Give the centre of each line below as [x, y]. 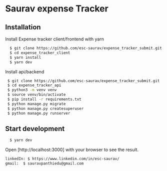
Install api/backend [25, 72]
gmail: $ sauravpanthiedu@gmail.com [44, 164]
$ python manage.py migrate [36, 104]
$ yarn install [25, 57]
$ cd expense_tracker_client [40, 53]
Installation [23, 27]
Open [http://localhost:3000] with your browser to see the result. [72, 150]
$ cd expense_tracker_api [34, 85]
